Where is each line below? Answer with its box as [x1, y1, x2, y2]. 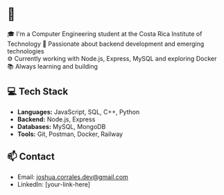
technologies [7, 46, 44, 55]
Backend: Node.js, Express [17, 115, 96, 124]
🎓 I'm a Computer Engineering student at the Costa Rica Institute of [7, 29, 203, 37]
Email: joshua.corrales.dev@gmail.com [17, 173, 128, 181]
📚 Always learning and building [7, 62, 98, 70]
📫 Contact [7, 151, 55, 162]
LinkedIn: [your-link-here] [17, 180, 91, 188]
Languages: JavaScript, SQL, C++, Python [17, 108, 140, 116]
